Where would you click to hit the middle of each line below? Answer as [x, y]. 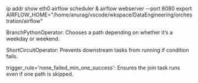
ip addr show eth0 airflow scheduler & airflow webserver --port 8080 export [99, 9]
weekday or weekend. [33, 39]
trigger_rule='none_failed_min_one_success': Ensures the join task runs [93, 68]
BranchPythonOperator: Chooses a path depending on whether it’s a [90, 32]
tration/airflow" [25, 21]
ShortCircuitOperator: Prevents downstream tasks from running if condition [98, 50]
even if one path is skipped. [40, 74]
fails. [12, 56]
